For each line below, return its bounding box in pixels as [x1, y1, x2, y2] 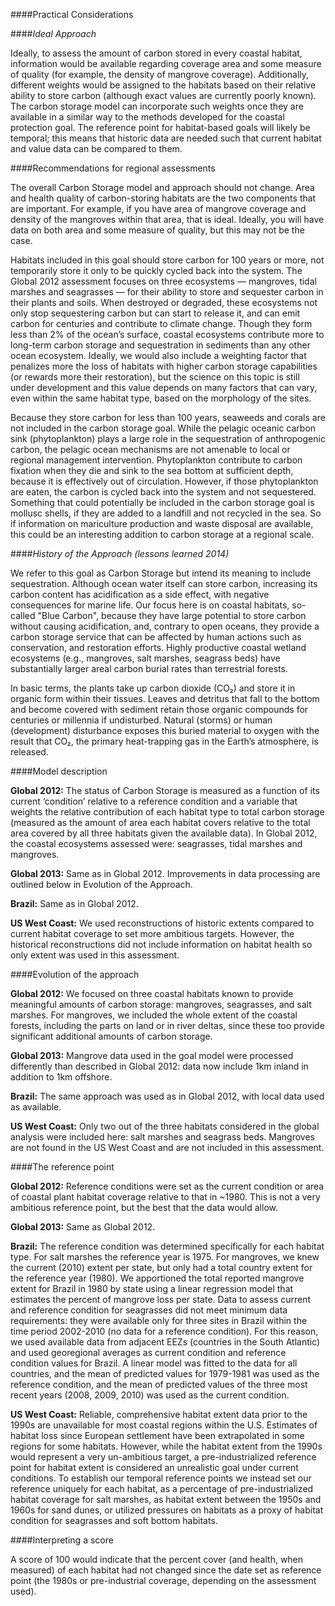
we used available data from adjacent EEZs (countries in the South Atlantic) [10, 1336, 321, 1348]
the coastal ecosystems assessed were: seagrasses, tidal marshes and [10, 838, 303, 849]
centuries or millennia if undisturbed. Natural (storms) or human [10, 714, 273, 726]
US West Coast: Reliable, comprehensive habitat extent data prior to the [10, 1409, 308, 1420]
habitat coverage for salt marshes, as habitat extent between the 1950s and [10, 1494, 322, 1505]
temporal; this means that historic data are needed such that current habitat [10, 132, 322, 144]
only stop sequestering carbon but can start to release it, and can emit [10, 307, 301, 319]
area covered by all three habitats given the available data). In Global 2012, [10, 827, 318, 839]
